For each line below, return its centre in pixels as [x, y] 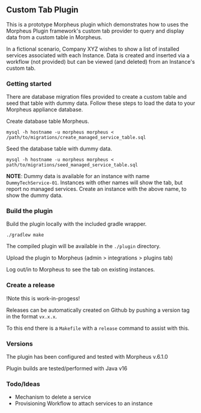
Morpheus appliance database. [45, 110]
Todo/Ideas [23, 383]
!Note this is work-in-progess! [43, 298]
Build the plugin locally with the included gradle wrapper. [76, 224]
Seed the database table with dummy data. [59, 149]
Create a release [31, 285]
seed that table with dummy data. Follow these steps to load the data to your [101, 103]
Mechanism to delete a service [53, 397]
